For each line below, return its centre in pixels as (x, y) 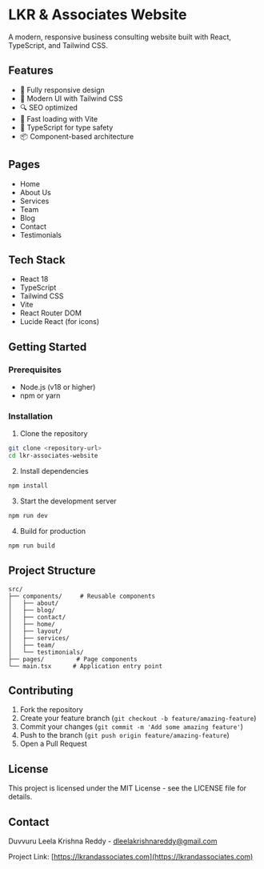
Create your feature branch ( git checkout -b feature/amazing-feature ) (138, 719)
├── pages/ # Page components (73, 659)
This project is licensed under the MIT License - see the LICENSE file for (127, 788)
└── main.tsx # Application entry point (85, 666)
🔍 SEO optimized (49, 107)
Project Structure (52, 571)
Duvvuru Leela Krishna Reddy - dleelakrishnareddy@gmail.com (113, 841)
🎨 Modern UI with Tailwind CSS (71, 98)
